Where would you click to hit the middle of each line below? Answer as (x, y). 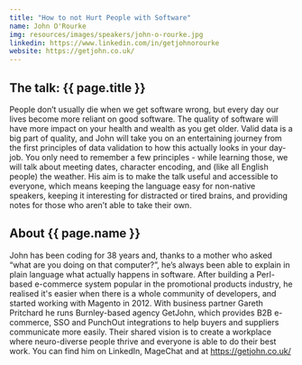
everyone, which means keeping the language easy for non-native (133, 186)
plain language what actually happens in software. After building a (132, 274)
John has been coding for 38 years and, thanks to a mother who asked (141, 255)
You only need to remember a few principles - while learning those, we (157, 157)
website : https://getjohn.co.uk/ (72, 51)
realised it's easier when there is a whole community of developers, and (143, 293)
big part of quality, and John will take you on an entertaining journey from (146, 138)
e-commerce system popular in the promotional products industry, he (164, 284)
